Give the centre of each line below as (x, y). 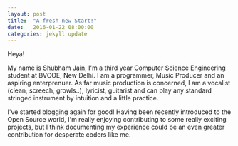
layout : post (27, 14)
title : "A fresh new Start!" (52, 21)
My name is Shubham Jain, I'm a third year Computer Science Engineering (117, 68)
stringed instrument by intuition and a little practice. (83, 98)
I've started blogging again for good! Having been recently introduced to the (119, 112)
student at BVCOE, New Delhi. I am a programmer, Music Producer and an (116, 75)
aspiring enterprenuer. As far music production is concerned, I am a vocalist (119, 83)
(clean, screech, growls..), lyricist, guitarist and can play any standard (110, 90)
